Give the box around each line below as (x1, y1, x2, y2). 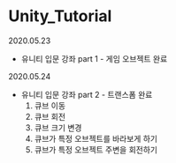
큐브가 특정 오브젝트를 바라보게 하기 (34, 133, 158, 144)
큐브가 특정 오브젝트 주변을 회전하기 (34, 144, 158, 155)
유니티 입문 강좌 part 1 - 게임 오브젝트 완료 (20, 53, 168, 63)
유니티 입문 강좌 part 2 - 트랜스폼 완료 (20, 89, 153, 100)
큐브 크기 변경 (34, 122, 82, 133)
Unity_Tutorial (8, 6, 112, 26)
